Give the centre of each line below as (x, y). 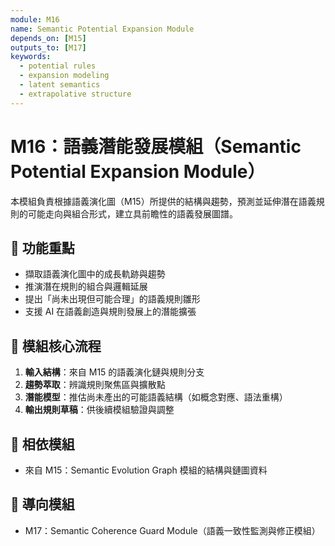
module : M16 (35, 19)
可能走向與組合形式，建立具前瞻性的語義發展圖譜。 (132, 213)
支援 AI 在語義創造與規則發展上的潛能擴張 (110, 312)
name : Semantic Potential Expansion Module (102, 29)
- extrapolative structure (75, 94)
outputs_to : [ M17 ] (48, 47)
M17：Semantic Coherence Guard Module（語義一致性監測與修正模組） (172, 530)
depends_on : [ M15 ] (48, 38)
